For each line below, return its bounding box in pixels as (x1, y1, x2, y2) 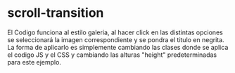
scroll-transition (7, 5, 104, 21)
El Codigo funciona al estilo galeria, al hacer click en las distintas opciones (7, 28, 223, 36)
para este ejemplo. (7, 58, 62, 66)
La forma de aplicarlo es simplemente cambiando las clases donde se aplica (7, 43, 229, 51)
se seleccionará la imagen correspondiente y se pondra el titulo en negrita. (7, 35, 224, 44)
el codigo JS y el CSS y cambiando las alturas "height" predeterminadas (7, 51, 217, 59)
